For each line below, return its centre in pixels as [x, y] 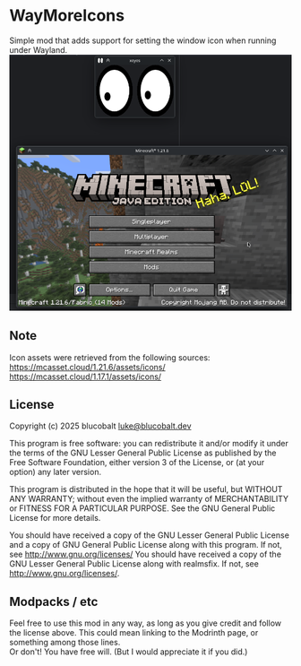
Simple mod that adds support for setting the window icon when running [143, 40]
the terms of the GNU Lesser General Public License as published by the [143, 453]
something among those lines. [65, 643]
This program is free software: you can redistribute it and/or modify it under [149, 444]
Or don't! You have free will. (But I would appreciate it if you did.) [129, 652]
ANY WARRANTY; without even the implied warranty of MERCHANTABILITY [149, 499]
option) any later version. [55, 472]
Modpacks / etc [54, 601]
